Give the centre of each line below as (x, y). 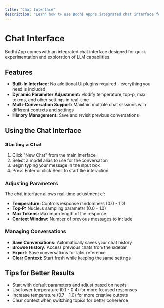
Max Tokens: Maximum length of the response (59, 214)
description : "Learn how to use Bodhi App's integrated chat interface (79, 14)
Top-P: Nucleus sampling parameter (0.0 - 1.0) (59, 208)
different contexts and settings (43, 110)
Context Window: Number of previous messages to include (72, 219)
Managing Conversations (36, 231)
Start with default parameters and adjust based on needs (69, 285)
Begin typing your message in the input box (56, 165)
